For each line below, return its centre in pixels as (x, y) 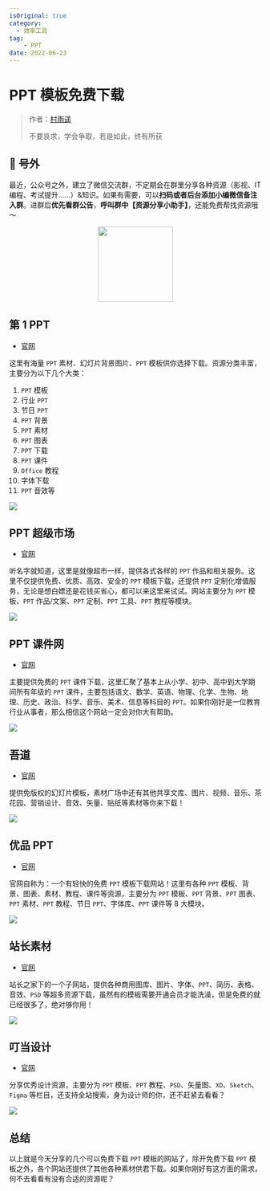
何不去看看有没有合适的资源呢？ (62, 1179)
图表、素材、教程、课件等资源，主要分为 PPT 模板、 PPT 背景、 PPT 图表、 (141, 893)
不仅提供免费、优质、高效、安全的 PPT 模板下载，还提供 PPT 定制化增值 (132, 581)
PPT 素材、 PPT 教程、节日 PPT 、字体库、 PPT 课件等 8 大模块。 (109, 903)
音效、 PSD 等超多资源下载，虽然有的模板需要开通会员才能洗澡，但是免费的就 (135, 994)
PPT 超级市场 (42, 533)
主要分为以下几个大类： (48, 373)
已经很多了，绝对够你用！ (51, 1004)
